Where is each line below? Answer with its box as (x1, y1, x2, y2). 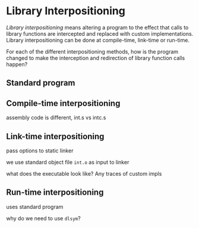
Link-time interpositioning (6, 131, 105, 141)
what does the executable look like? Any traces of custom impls (6, 170, 162, 177)
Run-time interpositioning (6, 188, 104, 198)
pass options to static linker (6, 147, 74, 154)
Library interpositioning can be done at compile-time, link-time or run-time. (6, 36, 190, 43)
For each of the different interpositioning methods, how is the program (6, 48, 179, 55)
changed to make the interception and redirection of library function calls (6, 54, 185, 61)
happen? (6, 61, 28, 68)
